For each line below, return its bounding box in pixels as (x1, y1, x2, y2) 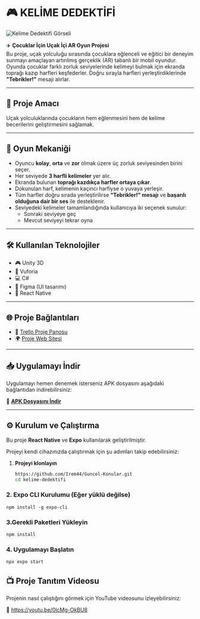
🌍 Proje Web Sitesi (14, 335, 62, 342)
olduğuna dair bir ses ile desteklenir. (14, 198, 105, 205)
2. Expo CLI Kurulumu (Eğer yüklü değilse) (6, 491, 131, 499)
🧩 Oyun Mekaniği (6, 144, 71, 154)
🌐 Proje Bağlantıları (6, 312, 79, 322)
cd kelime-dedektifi (14, 476, 66, 482)
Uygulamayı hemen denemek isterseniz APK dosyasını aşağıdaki (6, 380, 165, 387)
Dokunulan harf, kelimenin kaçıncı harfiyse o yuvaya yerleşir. (14, 184, 164, 192)
